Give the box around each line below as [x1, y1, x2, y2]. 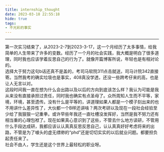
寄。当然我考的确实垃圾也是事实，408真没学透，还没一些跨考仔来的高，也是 [5, 74, 159, 81]
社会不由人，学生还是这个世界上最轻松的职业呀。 [5, 142, 103, 148]
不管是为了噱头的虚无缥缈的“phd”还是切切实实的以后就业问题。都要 [13, 130, 149, 135]
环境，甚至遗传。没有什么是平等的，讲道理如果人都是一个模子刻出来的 [13, 99, 155, 105]
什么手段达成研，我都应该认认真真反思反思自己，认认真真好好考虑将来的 [5, 123, 150, 130]
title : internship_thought [5, 7, 60, 12]
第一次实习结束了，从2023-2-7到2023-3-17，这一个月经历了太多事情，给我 [5, 44, 157, 50]
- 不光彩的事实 [5, 25, 32, 30]
